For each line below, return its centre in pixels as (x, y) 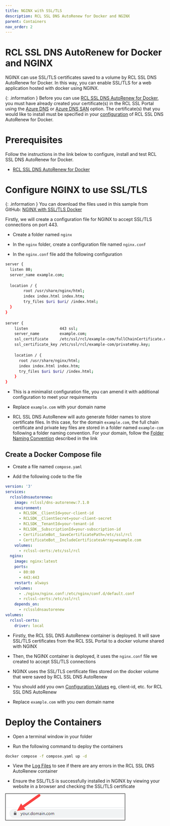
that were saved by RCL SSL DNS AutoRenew (60, 677)
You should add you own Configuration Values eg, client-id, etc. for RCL (88, 686)
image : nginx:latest (36, 561)
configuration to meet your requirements (55, 397)
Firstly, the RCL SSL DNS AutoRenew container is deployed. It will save (86, 636)
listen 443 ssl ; (46, 328)
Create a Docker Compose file (54, 454)
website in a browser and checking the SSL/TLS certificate (74, 786)
